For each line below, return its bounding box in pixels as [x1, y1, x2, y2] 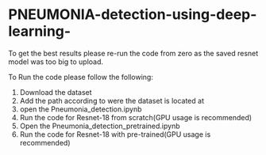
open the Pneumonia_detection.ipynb [19, 104, 142, 114]
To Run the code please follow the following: [8, 72, 153, 81]
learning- [8, 22, 71, 40]
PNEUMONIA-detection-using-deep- [8, 6, 257, 24]
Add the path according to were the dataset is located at [19, 96, 205, 105]
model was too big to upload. [8, 57, 104, 66]
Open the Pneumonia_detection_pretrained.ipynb [19, 121, 180, 130]
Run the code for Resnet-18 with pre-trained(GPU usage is [19, 129, 211, 139]
